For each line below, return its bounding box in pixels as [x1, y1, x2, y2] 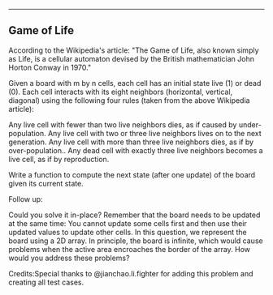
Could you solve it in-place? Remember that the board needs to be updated [8, 210, 261, 220]
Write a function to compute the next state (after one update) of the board [8, 169, 256, 179]
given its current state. [8, 178, 84, 188]
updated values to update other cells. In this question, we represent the [8, 227, 247, 237]
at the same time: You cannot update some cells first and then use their [8, 218, 248, 228]
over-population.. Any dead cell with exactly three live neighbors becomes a [8, 145, 263, 155]
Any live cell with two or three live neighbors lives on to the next [47, 128, 262, 138]
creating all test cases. [8, 277, 84, 287]
